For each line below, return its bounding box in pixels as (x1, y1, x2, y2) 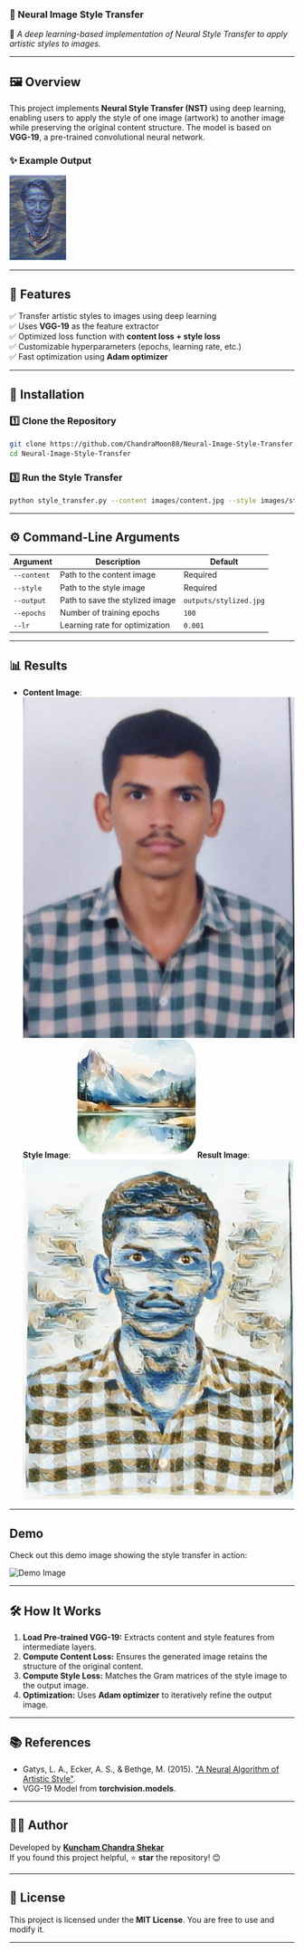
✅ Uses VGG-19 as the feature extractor (9, 321, 160, 332)
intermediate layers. (22, 1641, 97, 1652)
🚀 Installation (9, 387, 85, 402)
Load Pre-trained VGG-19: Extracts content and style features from (22, 1632, 275, 1643)
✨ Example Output (9, 154, 92, 167)
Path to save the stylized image (60, 594, 176, 605)
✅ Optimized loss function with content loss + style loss (9, 331, 221, 342)
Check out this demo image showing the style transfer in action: (9, 1550, 248, 1561)
